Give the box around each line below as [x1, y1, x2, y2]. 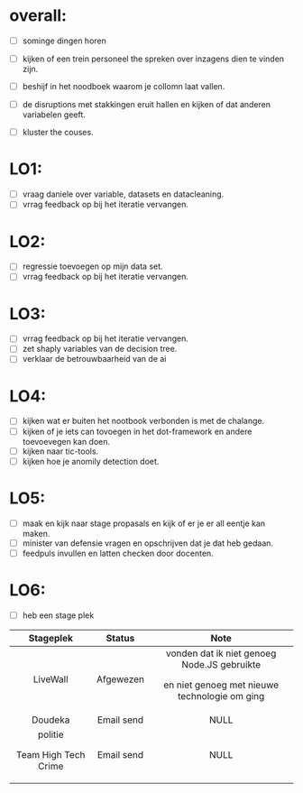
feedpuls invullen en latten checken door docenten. [22, 548, 214, 558]
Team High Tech [16, 748, 86, 761]
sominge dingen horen [22, 35, 106, 46]
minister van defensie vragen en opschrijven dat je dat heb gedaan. [22, 538, 273, 549]
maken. [22, 528, 50, 539]
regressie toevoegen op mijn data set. [22, 261, 164, 272]
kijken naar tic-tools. [22, 446, 99, 456]
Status [106, 632, 135, 644]
